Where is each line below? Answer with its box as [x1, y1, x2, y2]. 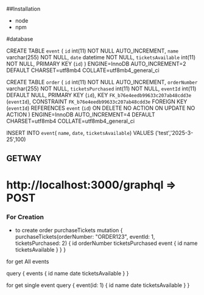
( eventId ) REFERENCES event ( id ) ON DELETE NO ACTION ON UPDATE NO [6, 104, 195, 112]
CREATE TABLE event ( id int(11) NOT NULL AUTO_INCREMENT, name [6, 47, 179, 54]
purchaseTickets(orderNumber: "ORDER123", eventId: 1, [15, 233, 155, 240]
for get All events [6, 258, 49, 265]
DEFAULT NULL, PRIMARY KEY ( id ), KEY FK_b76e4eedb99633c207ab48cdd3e [6, 92, 192, 98]
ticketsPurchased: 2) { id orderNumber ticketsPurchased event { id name [15, 239, 198, 247]
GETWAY [6, 153, 42, 164]
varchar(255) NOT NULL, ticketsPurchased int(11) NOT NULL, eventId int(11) [6, 85, 197, 92]
